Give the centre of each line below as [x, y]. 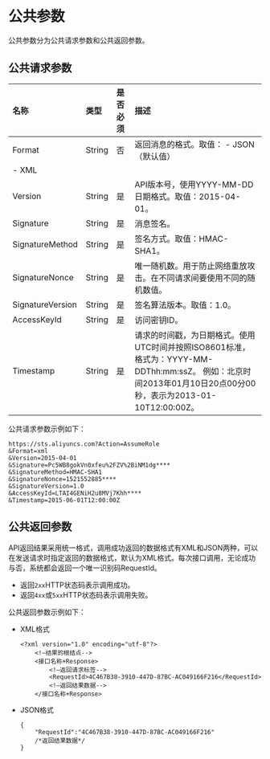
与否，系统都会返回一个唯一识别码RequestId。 [85, 568]
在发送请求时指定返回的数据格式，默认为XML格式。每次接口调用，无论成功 [132, 557]
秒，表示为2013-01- [176, 395]
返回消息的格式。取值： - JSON [194, 144]
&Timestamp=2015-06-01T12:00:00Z [64, 500]
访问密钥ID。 [159, 320]
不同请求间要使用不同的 [203, 278]
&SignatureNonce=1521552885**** [62, 479]
